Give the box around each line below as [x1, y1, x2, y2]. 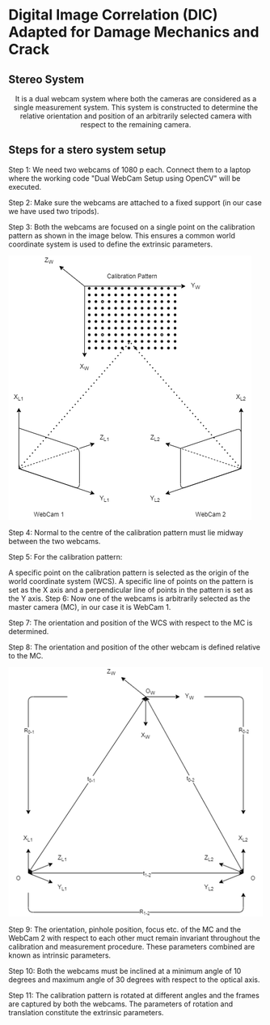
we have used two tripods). [8, 206, 99, 216]
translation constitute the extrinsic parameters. [8, 1008, 164, 1018]
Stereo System [8, 72, 85, 86]
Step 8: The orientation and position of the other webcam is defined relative [8, 642, 261, 652]
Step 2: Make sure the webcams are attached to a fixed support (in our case [8, 197, 263, 208]
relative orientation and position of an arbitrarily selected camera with [19, 111, 252, 121]
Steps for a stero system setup [8, 144, 167, 157]
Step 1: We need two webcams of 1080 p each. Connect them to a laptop [8, 165, 251, 174]
